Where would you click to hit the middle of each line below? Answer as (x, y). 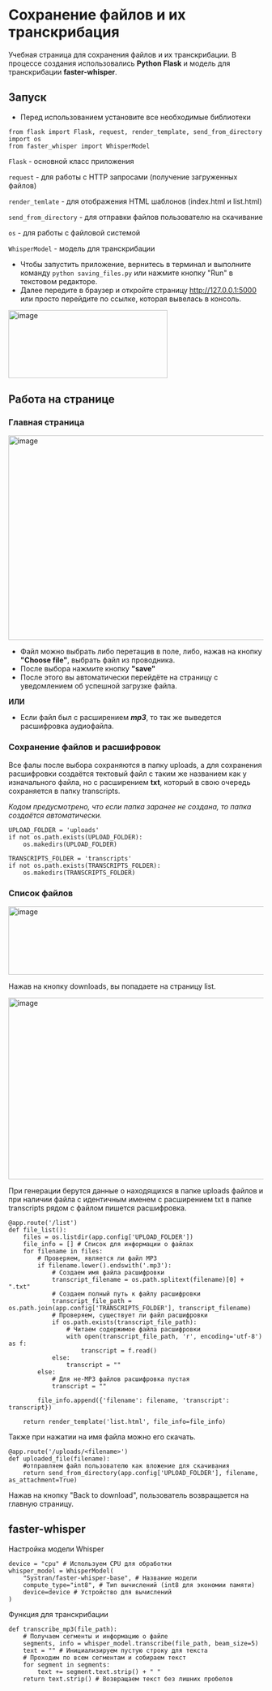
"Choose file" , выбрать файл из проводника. (98, 660)
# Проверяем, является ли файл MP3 (98, 1259)
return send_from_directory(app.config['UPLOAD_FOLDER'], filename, (141, 1473)
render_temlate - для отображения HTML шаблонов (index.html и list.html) (135, 201)
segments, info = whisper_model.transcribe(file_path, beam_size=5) (141, 1643)
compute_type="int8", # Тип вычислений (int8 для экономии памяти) (139, 1585)
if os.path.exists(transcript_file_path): (124, 1322)
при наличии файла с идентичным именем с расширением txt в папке (130, 1200)
